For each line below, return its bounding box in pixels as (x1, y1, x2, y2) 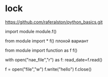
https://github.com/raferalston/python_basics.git (5, 19, 103, 25)
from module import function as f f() (5, 47, 78, 53)
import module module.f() (5, 28, 57, 34)
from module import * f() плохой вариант (5, 38, 89, 44)
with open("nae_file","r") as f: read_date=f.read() (5, 57, 103, 62)
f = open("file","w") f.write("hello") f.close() (5, 66, 92, 72)
